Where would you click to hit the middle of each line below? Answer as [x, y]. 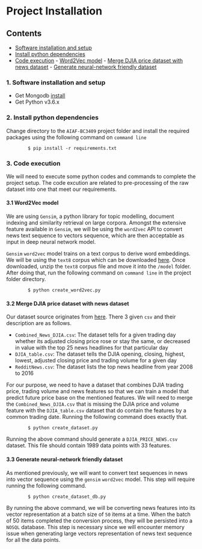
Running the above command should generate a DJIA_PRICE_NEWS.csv [92, 439]
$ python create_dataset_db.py [67, 497]
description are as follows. [39, 323]
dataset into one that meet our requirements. [62, 189]
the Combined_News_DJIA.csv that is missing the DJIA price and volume [93, 404]
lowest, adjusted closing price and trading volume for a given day [96, 361]
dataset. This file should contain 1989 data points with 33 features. [89, 445]
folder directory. [26, 279]
